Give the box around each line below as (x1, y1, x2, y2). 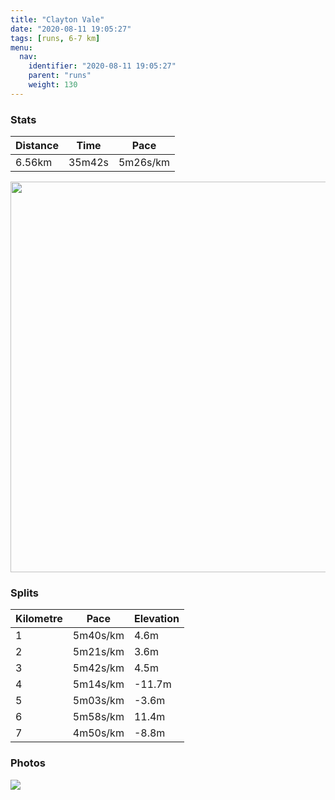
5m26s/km (118, 156, 171, 170)
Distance (15, 139, 59, 153)
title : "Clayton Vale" (10, 14, 105, 25)
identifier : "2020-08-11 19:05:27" (28, 61, 177, 71)
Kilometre (15, 612, 63, 626)
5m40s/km (72, 629, 125, 643)
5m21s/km (72, 645, 125, 659)
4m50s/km (72, 726, 125, 740)
